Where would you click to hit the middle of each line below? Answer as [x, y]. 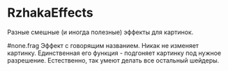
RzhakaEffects [51, 13]
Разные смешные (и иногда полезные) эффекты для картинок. [100, 32]
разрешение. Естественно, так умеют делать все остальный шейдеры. [113, 60]
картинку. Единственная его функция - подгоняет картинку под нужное [114, 53]
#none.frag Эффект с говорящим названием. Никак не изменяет [103, 45]
